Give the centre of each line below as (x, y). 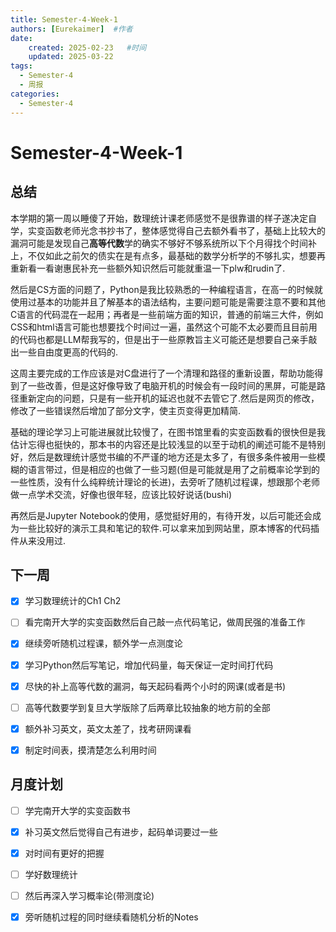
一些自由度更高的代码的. (68, 352)
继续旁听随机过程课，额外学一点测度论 (103, 643)
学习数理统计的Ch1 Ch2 (73, 601)
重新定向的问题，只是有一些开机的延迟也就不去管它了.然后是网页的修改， (169, 398)
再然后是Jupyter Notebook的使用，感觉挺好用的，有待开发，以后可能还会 (161, 515)
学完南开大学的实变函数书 (77, 810)
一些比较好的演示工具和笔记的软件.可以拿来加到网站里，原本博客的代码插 (169, 528)
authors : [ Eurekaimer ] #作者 (71, 29)
